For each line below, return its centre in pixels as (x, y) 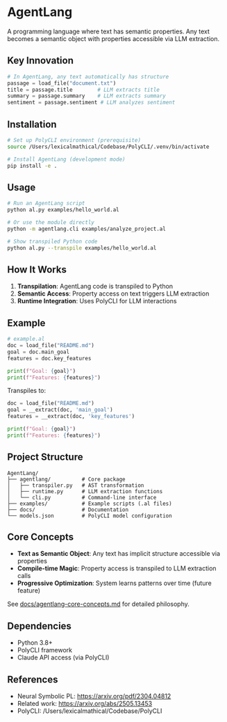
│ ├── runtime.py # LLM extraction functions (85, 491)
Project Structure (45, 457)
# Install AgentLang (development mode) (67, 159)
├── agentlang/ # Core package (67, 479)
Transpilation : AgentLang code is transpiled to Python (95, 287)
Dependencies (39, 626)
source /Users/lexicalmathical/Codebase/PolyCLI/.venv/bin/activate (108, 147)
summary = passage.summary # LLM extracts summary (87, 96)
